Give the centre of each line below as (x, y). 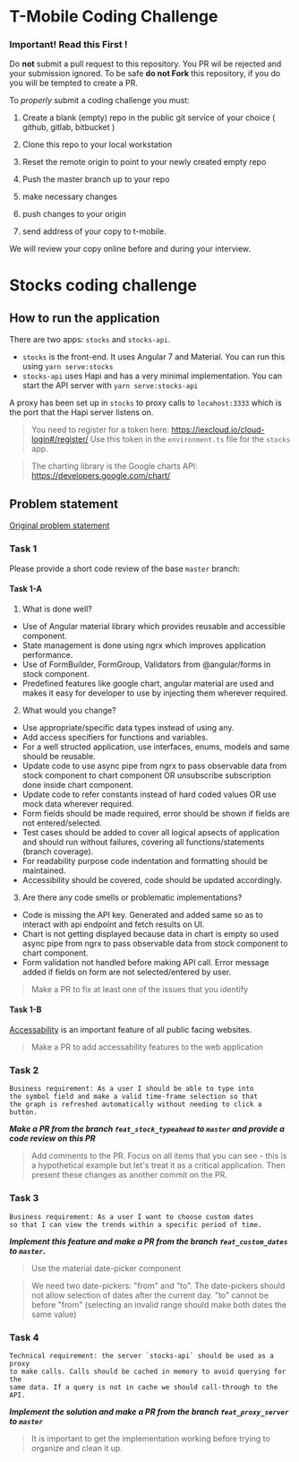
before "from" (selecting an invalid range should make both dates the (159, 1304)
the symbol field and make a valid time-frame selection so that (133, 1097)
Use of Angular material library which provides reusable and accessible (154, 626)
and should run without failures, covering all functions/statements (143, 842)
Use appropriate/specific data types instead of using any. (128, 727)
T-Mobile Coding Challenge (114, 17)
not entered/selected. (62, 823)
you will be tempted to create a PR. (74, 83)
